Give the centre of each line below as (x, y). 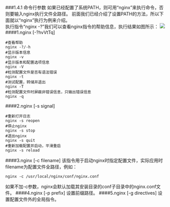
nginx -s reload (22, 150)
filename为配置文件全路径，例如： (41, 167)
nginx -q (15, 96)
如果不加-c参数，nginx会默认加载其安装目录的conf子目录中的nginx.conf (81, 187)
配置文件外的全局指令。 (34, 199)
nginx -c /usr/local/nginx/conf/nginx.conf (52, 176)
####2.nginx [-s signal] (30, 106)
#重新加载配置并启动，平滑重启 (33, 146)
